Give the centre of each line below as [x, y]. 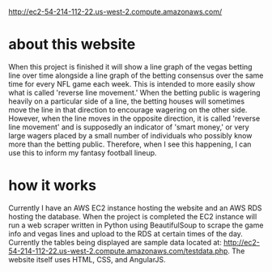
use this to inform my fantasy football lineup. [83, 152]
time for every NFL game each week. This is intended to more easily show [132, 83]
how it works [53, 186]
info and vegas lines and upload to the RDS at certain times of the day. [125, 233]
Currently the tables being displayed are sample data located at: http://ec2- [134, 242]
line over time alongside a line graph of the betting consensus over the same [136, 75]
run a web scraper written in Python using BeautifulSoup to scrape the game [136, 225]
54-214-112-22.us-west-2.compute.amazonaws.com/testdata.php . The [127, 251]
